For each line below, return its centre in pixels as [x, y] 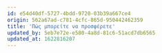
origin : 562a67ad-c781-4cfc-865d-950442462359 [75, 20]
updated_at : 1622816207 [41, 39]
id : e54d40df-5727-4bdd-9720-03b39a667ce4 [69, 13]
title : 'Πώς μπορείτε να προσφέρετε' [61, 26]
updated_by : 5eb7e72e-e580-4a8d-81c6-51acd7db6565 [81, 33]
